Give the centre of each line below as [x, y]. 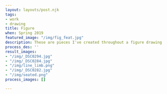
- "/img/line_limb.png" [30, 65]
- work [12, 19]
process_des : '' [22, 47]
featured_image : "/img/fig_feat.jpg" [44, 38]
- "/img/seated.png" [27, 75]
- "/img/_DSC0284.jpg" [29, 61]
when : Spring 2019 [24, 33]
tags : [11, 14]
